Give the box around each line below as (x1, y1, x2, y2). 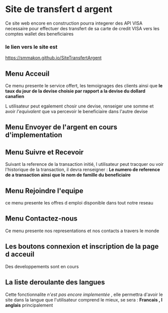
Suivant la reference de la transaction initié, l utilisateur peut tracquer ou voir (5, 161, 164, 167)
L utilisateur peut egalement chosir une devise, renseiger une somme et (5, 103, 154, 109)
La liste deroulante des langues (5, 278, 105, 287)
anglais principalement (5, 302, 53, 308)
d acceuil (5, 250, 35, 259)
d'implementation (5, 131, 62, 139)
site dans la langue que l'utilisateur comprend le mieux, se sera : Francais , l (5, 296, 162, 302)
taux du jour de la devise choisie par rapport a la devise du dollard (5, 88, 146, 94)
